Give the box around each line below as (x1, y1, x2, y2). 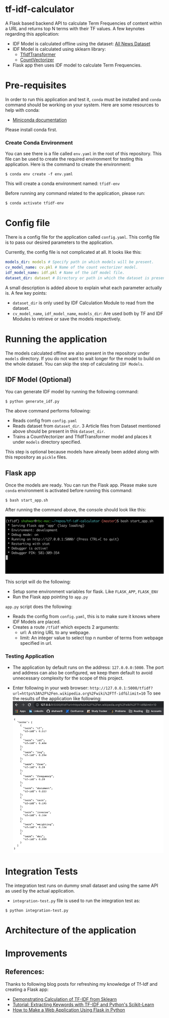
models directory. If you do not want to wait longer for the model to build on (5, 355, 160, 361)
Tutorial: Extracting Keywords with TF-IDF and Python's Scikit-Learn (12, 1001, 154, 1007)
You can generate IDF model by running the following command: (5, 389, 139, 395)
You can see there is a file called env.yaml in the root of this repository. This (5, 151, 162, 157)
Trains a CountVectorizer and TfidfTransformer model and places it (12, 434, 152, 440)
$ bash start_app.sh (5, 498, 49, 503)
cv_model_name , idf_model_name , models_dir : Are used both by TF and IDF (12, 310, 163, 316)
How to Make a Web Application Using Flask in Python (12, 1006, 125, 1013)
